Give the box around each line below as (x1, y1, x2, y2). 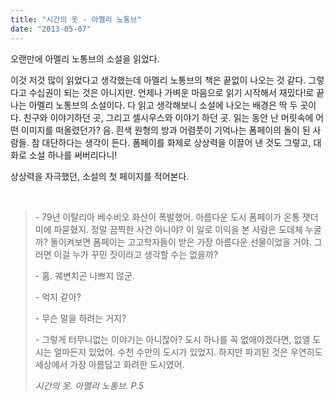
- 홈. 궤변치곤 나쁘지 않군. (34, 269, 135, 281)
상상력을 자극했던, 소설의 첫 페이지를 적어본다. (10, 170, 190, 182)
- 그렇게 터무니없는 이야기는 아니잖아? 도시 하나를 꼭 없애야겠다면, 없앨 (34, 333, 311, 345)
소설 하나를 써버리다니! (28, 149, 118, 161)
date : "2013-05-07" (10, 24, 92, 34)
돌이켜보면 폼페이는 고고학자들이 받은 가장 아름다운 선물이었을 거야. (49, 236, 312, 248)
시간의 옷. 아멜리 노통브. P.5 (34, 379, 144, 391)
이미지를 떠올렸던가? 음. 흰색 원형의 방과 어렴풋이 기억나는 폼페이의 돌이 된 (20, 124, 311, 136)
